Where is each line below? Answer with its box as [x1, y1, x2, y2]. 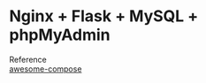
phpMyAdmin [9, 25, 111, 45]
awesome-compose [9, 64, 82, 74]
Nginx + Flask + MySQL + [9, 6, 199, 26]
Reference [9, 54, 47, 64]
